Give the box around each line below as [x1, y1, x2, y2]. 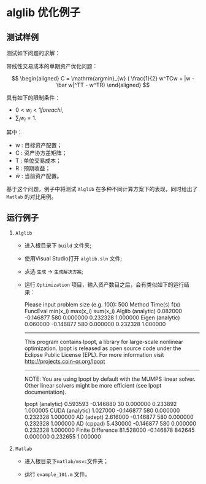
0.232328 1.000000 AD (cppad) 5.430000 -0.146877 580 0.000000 [24, 420, 196, 427]
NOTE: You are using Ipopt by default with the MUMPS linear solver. [24, 375, 196, 383]
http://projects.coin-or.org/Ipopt [24, 357, 105, 365]
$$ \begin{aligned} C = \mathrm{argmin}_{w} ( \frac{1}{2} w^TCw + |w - [11, 75, 195, 82]
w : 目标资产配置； [15, 141, 63, 149]
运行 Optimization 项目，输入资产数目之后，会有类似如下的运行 [24, 281, 185, 289]
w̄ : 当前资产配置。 [15, 172, 63, 179]
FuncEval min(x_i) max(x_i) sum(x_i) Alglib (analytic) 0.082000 [24, 308, 183, 315]
